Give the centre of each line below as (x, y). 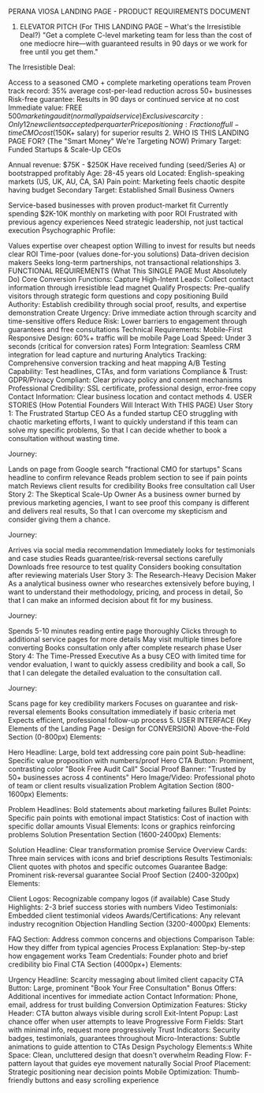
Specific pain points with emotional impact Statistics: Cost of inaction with (128, 818)
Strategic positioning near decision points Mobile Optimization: (110, 1072)
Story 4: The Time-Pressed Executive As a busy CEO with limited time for (127, 656)
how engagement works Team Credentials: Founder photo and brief (118, 956)
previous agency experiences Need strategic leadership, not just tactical (126, 222)
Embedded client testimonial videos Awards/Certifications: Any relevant (125, 915)
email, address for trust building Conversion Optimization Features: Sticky (128, 1005)
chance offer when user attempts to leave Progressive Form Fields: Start (126, 1022)
